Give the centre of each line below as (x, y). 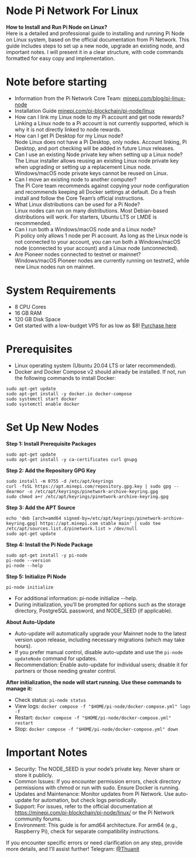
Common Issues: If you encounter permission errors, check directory (98, 781)
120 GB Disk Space (37, 319)
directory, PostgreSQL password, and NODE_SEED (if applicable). (93, 610)
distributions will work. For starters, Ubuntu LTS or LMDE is (85, 217)
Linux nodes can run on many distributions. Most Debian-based (91, 210)
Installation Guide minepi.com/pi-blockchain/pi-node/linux (85, 110)
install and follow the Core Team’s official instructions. (80, 198)
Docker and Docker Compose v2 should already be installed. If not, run (100, 372)
